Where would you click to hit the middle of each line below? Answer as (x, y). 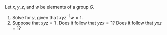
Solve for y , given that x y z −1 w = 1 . (47, 17)
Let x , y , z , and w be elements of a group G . (50, 7)
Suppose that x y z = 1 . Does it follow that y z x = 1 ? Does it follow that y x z (87, 23)
